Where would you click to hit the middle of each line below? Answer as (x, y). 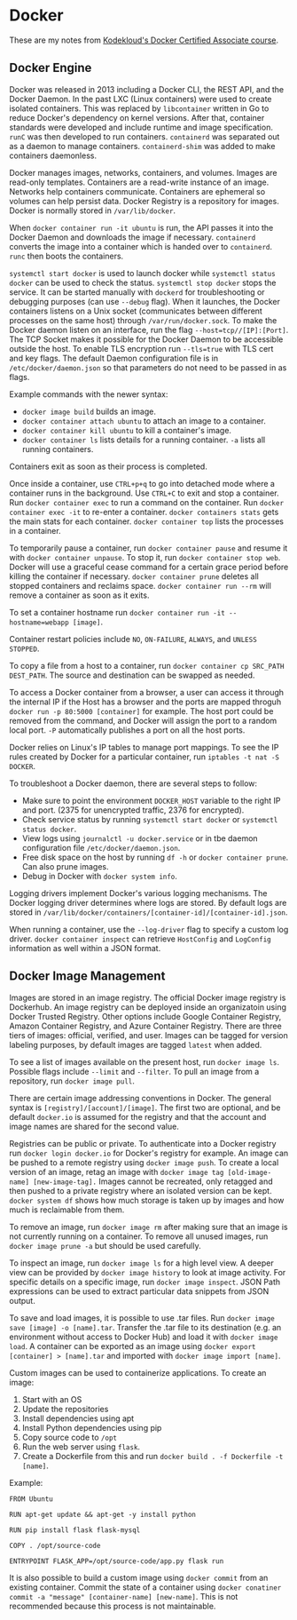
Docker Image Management (87, 977)
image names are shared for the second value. (94, 1126)
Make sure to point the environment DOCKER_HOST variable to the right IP (151, 800)
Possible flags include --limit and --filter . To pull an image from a (134, 1071)
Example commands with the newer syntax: (89, 394)
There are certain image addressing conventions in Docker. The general (141, 1098)
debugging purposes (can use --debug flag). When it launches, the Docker (145, 301)
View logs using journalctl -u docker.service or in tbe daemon (140, 838)
